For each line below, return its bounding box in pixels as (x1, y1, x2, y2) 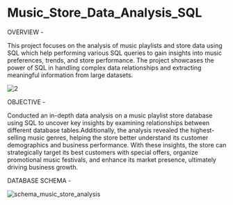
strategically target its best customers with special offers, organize (7, 148, 198, 156)
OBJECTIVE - (7, 97, 46, 106)
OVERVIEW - (7, 28, 44, 36)
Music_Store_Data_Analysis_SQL (7, 5, 202, 21)
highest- (190, 126, 215, 134)
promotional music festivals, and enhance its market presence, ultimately (7, 155, 217, 164)
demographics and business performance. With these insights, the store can (7, 140, 227, 149)
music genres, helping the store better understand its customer (27, 133, 209, 142)
